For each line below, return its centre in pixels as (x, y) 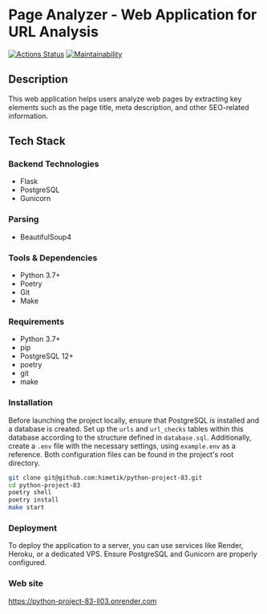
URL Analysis (53, 32)
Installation (31, 403)
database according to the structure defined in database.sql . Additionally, (130, 437)
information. (28, 116)
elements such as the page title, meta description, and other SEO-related (129, 107)
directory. (24, 463)
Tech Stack (37, 141)
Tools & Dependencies (53, 257)
